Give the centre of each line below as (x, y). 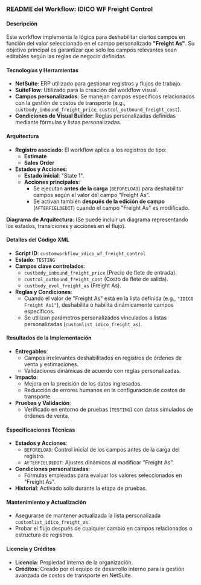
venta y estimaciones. (51, 364)
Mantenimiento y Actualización (46, 502)
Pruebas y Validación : (43, 403)
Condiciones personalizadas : (53, 469)
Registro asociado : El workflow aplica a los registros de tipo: (91, 150)
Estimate (35, 156)
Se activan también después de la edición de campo (99, 201)
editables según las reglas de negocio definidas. (66, 56)
